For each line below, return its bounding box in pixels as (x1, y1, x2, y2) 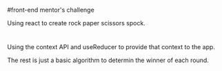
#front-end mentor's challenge (7, 6, 94, 14)
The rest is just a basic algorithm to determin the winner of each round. (7, 56, 209, 64)
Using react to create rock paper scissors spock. (7, 19, 146, 27)
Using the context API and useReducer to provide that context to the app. (7, 43, 216, 51)
